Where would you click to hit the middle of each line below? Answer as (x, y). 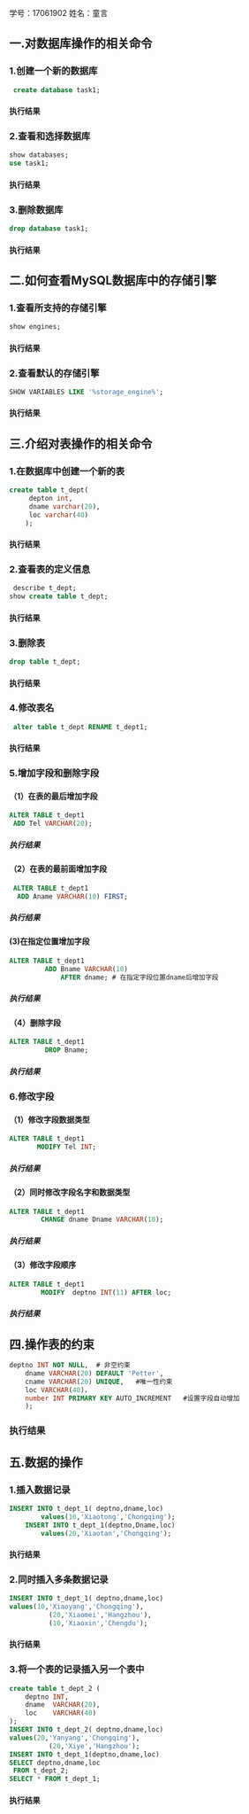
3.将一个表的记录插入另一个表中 (77, 1670)
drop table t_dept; (45, 662)
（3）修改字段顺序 (43, 1265)
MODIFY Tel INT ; (67, 1147)
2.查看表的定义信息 (50, 570)
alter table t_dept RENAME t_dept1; (80, 727)
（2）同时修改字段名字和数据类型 (70, 1192)
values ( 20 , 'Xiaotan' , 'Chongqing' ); (106, 1533)
